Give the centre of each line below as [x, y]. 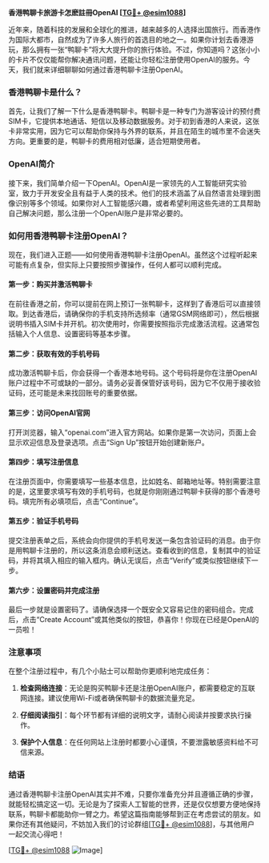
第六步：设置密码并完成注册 [54, 590]
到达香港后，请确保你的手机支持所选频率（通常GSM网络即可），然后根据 [141, 314]
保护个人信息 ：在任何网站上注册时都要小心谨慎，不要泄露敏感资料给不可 [139, 742]
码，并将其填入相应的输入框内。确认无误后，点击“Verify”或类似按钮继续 [126, 560]
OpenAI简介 [32, 164]
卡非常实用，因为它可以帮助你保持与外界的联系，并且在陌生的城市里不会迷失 [134, 131]
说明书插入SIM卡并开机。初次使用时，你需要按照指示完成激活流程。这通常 [130, 324]
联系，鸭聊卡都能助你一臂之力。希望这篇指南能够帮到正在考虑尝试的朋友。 [131, 814]
